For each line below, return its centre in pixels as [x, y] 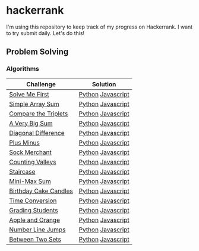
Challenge [41, 84]
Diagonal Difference [37, 133]
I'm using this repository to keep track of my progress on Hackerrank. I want [99, 27]
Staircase [22, 171]
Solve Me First [29, 94]
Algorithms [23, 69]
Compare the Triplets [39, 114]
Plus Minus [24, 142]
